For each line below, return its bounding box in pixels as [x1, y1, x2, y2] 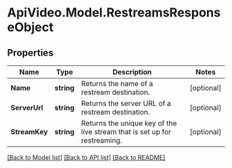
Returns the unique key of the [81, 118, 177, 128]
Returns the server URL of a [81, 98, 171, 108]
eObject [7, 19, 54, 35]
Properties [7, 47, 54, 59]
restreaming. [81, 136, 123, 145]
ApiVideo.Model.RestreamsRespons [7, 5, 221, 21]
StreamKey [10, 127, 48, 136]
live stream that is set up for [81, 127, 171, 136]
